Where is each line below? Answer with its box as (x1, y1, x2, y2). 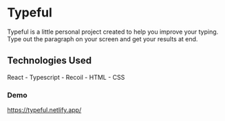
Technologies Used (7, 55, 92, 67)
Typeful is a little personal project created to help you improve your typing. (7, 27, 219, 36)
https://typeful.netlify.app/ (7, 106, 82, 114)
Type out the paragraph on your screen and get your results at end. (7, 34, 198, 43)
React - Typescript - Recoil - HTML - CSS (7, 73, 125, 81)
